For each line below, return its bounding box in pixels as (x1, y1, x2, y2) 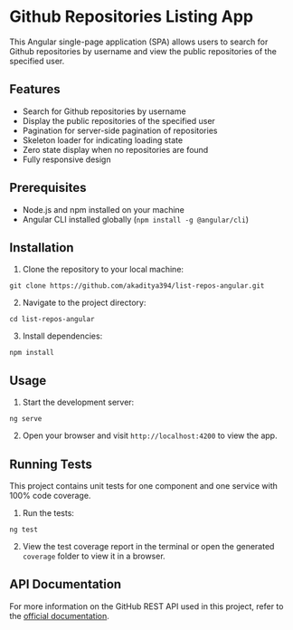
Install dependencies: (22, 330, 103, 341)
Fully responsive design (22, 154, 111, 165)
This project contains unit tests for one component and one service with (9, 481, 278, 491)
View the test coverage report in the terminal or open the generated (22, 541, 275, 551)
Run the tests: (22, 508, 75, 518)
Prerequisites (9, 180, 87, 196)
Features (9, 81, 61, 97)
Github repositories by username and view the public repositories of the (9, 45, 278, 56)
